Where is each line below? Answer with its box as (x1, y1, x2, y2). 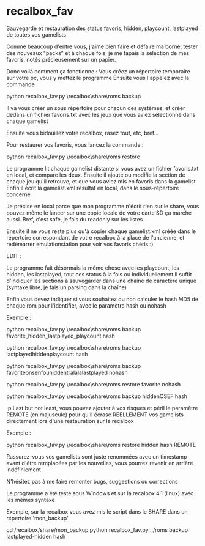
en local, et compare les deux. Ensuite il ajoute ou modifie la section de (6, 171, 185, 179)
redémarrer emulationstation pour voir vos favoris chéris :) (6, 240, 154, 248)
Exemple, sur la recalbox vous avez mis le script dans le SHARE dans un (6, 507, 188, 515)
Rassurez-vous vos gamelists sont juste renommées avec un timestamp (6, 452, 187, 460)
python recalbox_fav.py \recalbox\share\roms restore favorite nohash (6, 380, 181, 388)
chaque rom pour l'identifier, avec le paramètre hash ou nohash (6, 301, 166, 309)
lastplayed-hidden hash (6, 533, 66, 540)
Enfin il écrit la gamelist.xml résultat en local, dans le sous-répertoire (6, 184, 179, 191)
